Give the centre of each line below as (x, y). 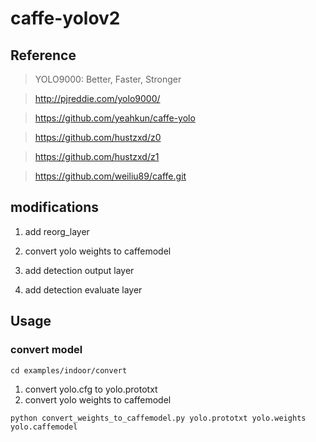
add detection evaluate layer (83, 289)
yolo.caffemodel (44, 427)
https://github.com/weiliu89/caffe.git (110, 176)
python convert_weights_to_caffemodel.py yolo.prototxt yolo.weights (158, 418)
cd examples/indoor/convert (69, 370)
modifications (55, 207)
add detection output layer (79, 270)
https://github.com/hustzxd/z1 (97, 156)
